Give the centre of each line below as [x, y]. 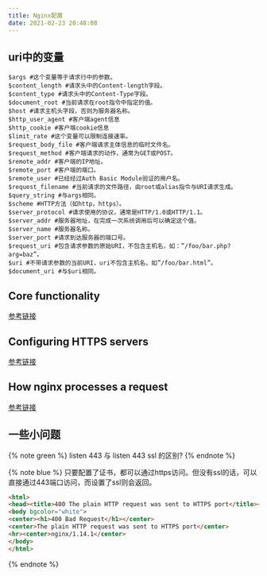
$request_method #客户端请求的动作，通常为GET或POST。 [93, 153]
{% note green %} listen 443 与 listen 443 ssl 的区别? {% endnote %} [122, 455]
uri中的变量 [36, 57]
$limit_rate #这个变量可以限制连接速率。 [70, 137]
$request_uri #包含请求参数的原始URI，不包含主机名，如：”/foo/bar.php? [120, 246]
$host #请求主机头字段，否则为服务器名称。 [71, 111]
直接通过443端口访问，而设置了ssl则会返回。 [82, 482]
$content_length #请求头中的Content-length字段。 [87, 86]
